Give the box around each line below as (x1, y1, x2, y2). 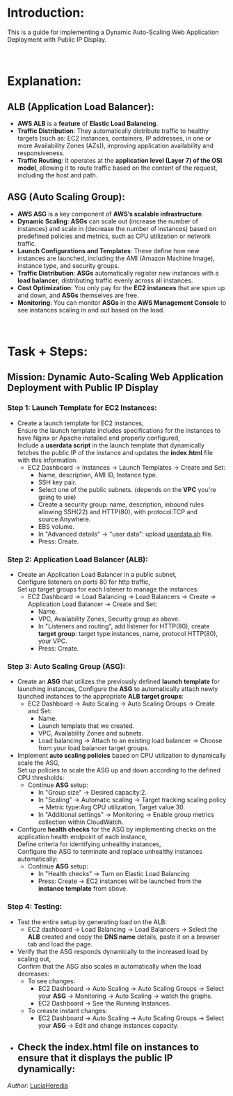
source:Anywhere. (38, 515, 91, 523)
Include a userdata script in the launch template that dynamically (17, 440, 205, 450)
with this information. (17, 456, 79, 464)
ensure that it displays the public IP (17, 1052, 173, 1064)
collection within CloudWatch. (38, 818, 124, 826)
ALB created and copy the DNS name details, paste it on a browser (27, 932, 220, 941)
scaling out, (17, 955, 51, 963)
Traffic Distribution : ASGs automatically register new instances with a (17, 269, 219, 277)
